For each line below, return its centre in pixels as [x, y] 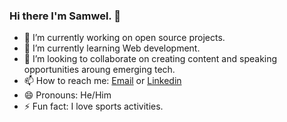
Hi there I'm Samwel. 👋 [65, 16]
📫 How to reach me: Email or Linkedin [102, 81]
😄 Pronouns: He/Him [67, 95]
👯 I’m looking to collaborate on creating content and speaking [150, 59]
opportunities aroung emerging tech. [99, 70]
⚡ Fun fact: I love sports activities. [93, 106]
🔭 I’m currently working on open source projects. [124, 38]
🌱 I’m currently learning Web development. [112, 48]
